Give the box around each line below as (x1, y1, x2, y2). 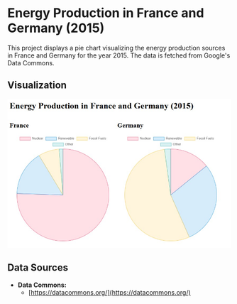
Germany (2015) (7, 20, 105, 36)
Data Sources (7, 261, 69, 274)
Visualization (7, 80, 67, 92)
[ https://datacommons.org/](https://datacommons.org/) (28, 288, 192, 296)
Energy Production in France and (7, 5, 204, 21)
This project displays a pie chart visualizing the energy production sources (7, 43, 226, 52)
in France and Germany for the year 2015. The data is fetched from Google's (7, 51, 231, 60)
